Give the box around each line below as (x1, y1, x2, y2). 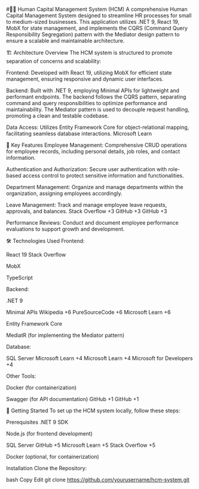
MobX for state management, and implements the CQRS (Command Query (6, 24, 188, 31)
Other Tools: (6, 373, 37, 380)
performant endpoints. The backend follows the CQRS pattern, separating (6, 93, 187, 100)
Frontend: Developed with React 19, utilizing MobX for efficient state (6, 69, 172, 76)
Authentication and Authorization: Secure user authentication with (6, 166, 167, 172)
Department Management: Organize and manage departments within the (6, 184, 184, 190)
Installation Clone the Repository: (6, 465, 87, 472)
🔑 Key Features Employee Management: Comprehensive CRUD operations (6, 141, 188, 149)
